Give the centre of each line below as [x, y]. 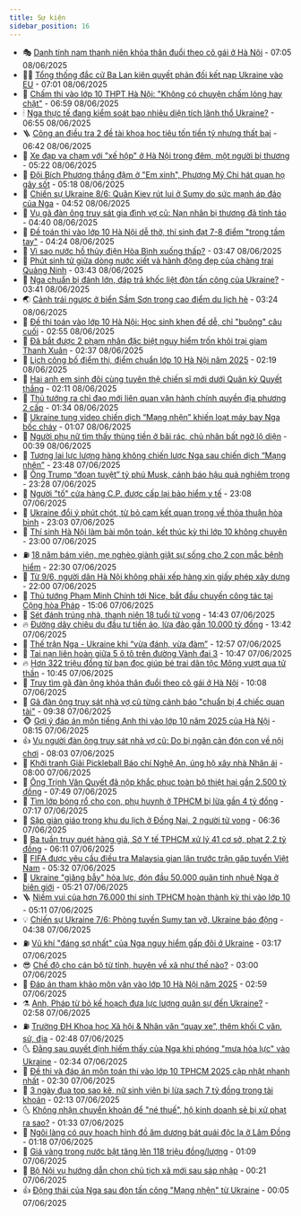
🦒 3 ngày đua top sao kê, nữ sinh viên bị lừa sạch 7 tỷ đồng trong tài [147, 1090]
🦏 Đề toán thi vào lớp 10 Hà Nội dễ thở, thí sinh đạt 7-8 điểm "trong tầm [153, 232]
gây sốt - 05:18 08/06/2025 [73, 184]
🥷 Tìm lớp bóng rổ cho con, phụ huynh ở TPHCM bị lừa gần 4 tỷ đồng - [153, 801]
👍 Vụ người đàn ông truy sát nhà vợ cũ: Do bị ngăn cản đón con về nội [153, 740]
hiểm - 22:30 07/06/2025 [69, 567]
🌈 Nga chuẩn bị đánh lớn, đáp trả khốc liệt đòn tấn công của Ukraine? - [153, 279]
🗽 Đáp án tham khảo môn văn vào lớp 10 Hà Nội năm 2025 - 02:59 [144, 983]
